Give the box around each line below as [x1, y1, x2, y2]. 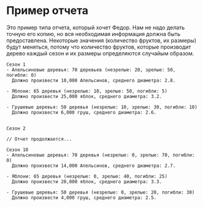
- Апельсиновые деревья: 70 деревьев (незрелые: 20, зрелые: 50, [6, 66, 176, 73]
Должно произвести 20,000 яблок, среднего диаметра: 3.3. [12, 178, 163, 184]
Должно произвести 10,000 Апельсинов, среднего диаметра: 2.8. [12, 77, 176, 83]
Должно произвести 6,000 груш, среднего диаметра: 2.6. [12, 109, 157, 116]
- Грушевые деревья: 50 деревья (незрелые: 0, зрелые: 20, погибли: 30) [6, 189, 195, 195]
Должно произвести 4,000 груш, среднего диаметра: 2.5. [12, 194, 157, 201]
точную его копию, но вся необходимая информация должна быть [6, 30, 181, 37]
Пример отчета [6, 4, 88, 18]
